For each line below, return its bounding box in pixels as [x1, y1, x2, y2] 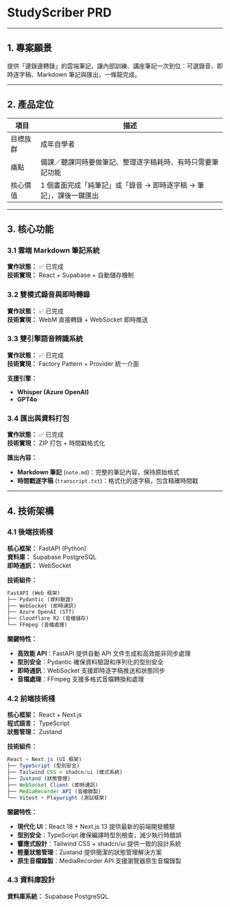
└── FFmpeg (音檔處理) [7, 622, 68, 629]
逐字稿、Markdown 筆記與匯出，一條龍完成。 [12, 70, 141, 78]
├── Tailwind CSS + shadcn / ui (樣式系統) [7, 769, 123, 776]
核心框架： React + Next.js [7, 711, 82, 719]
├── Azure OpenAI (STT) [7, 609, 75, 616]
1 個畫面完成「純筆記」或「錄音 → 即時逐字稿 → [40, 180, 196, 190]
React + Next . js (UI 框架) [7, 756, 82, 763]
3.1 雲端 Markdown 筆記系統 [7, 245, 101, 255]
